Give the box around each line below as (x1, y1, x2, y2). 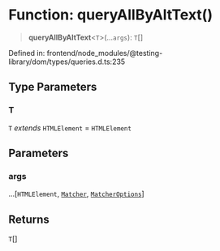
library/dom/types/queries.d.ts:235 (8, 57, 126, 66)
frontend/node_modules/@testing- (46, 48, 163, 57)
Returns (8, 212, 50, 226)
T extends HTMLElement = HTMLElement (8, 123, 132, 133)
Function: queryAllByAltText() (8, 6, 214, 24)
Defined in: (8, 48, 45, 57)
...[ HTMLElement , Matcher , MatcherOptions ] (8, 189, 145, 199)
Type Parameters (8, 80, 97, 94)
